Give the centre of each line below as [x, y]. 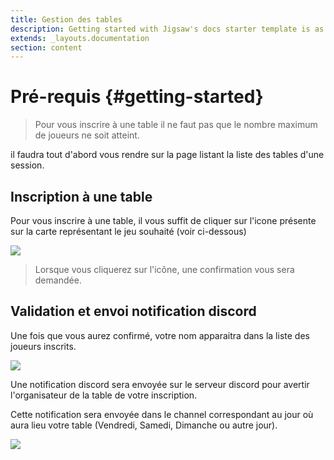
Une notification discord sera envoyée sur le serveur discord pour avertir [160, 384]
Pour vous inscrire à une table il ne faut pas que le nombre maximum [176, 125]
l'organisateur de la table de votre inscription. [104, 395]
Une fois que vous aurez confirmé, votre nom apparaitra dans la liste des [160, 335]
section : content [46, 47]
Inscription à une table [81, 196]
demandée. [58, 280]
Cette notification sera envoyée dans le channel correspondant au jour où [162, 414]
